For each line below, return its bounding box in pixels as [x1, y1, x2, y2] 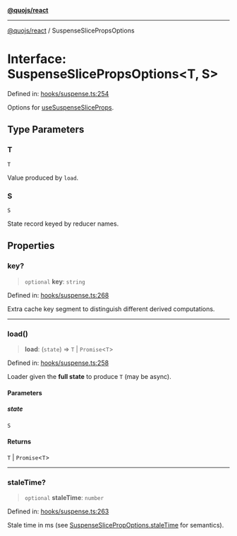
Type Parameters [7, 124, 85, 136]
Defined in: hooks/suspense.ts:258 [7, 359, 109, 367]
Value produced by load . [7, 173, 79, 182]
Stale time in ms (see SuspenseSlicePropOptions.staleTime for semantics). [7, 520, 224, 529]
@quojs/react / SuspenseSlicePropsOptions [7, 26, 135, 35]
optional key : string [24, 277, 86, 286]
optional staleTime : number [24, 493, 104, 501]
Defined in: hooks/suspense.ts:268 [7, 291, 109, 299]
